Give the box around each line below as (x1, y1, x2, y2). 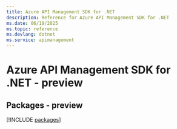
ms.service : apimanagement (6, 37, 75, 43)
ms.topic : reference (6, 25, 59, 32)
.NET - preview (6, 76, 83, 90)
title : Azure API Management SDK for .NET (6, 8, 115, 15)
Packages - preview (6, 100, 83, 110)
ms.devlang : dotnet (6, 31, 56, 38)
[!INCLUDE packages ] (6, 116, 61, 123)
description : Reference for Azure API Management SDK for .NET (6, 15, 170, 21)
